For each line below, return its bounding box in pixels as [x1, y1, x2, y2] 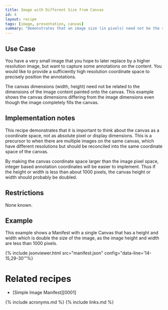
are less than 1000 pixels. [5, 240, 57, 246]
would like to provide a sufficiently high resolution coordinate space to [5, 68, 150, 74]
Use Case [5, 45, 36, 53]
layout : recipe [5, 17, 37, 22]
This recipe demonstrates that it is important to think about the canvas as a [5, 127, 159, 133]
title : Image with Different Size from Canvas [5, 7, 104, 13]
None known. [5, 202, 33, 208]
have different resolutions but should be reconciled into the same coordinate [5, 143, 162, 149]
